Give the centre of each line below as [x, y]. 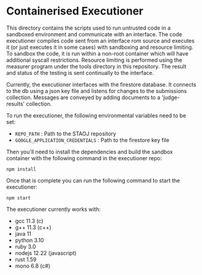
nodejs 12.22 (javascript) [46, 253]
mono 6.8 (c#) [33, 266]
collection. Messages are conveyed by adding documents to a [84, 97]
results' [16, 103]
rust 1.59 [26, 259]
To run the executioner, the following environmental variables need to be [96, 115]
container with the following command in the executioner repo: [84, 158]
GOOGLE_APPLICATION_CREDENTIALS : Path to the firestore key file [92, 140]
